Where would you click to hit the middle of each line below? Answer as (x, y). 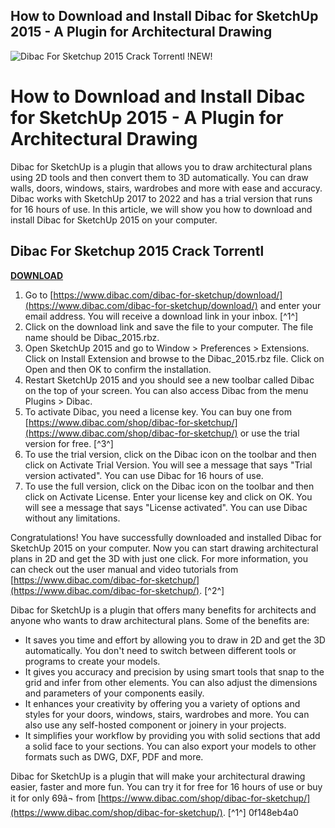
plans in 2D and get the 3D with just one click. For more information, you (159, 558)
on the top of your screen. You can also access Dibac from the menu (166, 390)
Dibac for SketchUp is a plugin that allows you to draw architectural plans (161, 166)
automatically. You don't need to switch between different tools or (160, 650)
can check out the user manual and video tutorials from (124, 569)
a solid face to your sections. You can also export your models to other (170, 746)
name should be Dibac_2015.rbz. (92, 337)
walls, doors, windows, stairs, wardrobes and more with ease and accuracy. (166, 188)
